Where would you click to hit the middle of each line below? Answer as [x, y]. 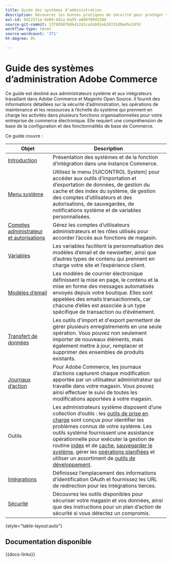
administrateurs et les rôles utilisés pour [101, 231]
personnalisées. [72, 216]
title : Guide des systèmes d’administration [53, 10]
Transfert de [23, 336]
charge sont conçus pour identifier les [99, 420]
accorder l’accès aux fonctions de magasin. [105, 237]
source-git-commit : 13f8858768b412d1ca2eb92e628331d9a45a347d [73, 24]
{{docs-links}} [20, 554]
